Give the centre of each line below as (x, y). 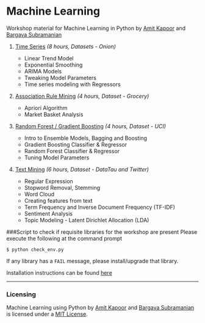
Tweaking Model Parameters (60, 78)
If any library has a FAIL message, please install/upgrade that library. (92, 261)
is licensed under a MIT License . (47, 314)
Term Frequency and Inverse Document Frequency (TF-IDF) (100, 207)
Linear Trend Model (49, 58)
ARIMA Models (43, 71)
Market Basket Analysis (54, 114)
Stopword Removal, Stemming (62, 187)
